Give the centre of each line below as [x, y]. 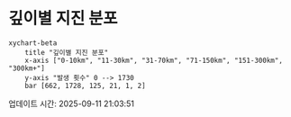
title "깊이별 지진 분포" [67, 52]
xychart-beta [33, 43]
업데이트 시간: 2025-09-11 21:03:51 [71, 103]
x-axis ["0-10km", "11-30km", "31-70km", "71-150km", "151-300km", [154, 60]
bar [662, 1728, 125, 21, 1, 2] [85, 85]
